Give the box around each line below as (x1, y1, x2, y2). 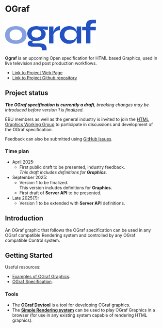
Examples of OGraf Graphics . (12, 274, 71, 280)
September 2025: (12, 174, 48, 180)
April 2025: (12, 159, 35, 165)
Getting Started (5, 251, 53, 260)
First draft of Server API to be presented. (19, 190, 102, 196)
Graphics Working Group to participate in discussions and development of (5, 121, 153, 127)
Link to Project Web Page (12, 69, 63, 76)
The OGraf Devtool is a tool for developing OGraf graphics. (12, 302, 130, 308)
